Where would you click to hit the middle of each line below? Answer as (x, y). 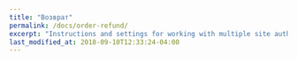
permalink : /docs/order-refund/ (69, 26)
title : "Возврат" (41, 17)
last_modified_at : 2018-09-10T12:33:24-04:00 (94, 42)
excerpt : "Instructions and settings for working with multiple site (140, 34)
